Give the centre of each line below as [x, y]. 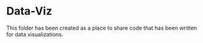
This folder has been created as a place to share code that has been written [102, 28]
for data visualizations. [35, 34]
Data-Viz [29, 11]
